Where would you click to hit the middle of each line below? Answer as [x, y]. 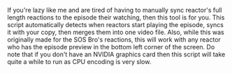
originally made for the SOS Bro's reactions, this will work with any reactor [114, 40]
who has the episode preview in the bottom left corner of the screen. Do [111, 47]
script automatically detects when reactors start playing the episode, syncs [115, 25]
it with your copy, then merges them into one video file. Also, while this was [116, 32]
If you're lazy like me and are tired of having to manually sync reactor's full [115, 10]
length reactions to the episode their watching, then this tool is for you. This [116, 17]
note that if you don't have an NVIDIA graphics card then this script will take [116, 54]
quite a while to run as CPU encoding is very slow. [79, 62]
